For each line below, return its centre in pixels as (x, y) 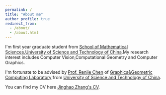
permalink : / (19, 10)
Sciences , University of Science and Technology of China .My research (77, 52)
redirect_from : (21, 24)
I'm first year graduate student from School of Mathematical (67, 47)
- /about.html (24, 33)
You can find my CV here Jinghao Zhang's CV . (53, 87)
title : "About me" (24, 14)
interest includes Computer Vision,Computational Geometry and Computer (81, 57)
